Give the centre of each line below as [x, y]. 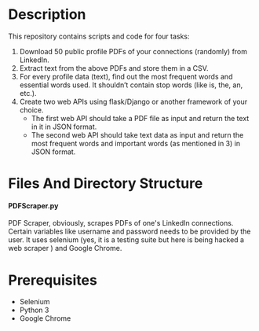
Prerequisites [53, 280]
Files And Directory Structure [106, 184]
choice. [32, 110]
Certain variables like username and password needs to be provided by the [129, 232]
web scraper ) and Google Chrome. [65, 248]
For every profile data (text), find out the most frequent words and [126, 76]
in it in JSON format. [64, 127]
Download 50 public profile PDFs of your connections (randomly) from [133, 51]
